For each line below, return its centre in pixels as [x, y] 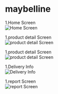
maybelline [28, 9]
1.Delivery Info [19, 67]
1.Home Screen [20, 23]
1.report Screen [20, 81]
